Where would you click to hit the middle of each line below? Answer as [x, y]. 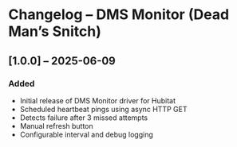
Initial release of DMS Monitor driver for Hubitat [97, 100]
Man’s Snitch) [55, 31]
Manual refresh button [56, 126]
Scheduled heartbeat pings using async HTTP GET [103, 109]
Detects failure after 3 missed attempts [84, 118]
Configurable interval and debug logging [87, 134]
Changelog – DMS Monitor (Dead [119, 15]
